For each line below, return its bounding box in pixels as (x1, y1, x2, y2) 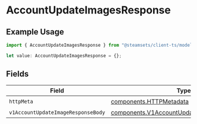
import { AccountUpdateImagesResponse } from (6, 42, 119, 48)
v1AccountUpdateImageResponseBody (9, 109, 106, 116)
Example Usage (6, 27, 64, 37)
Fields (6, 69, 29, 79)
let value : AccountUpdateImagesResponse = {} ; (6, 53, 122, 58)
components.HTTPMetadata (110, 98, 189, 106)
